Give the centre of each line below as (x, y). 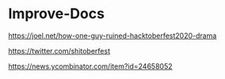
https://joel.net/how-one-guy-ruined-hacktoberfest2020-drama (113, 36)
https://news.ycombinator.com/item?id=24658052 (90, 66)
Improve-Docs (57, 14)
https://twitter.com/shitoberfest (59, 51)
